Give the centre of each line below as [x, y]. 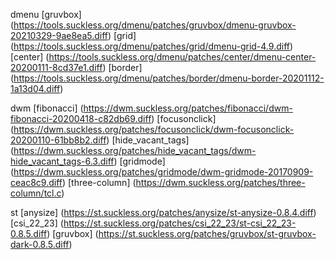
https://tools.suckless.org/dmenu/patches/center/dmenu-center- [182, 57]
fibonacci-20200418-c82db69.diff [81, 118]
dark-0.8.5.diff [40, 244]
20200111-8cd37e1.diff [56, 67]
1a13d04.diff [35, 88]
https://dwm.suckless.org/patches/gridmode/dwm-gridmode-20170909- [163, 172]
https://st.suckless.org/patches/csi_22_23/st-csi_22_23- [180, 223]
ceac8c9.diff [36, 182]
